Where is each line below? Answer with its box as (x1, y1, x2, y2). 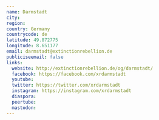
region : (6, 20, 26, 26)
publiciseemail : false (6, 54, 64, 60)
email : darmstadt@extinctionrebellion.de (6, 48, 113, 55)
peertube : (12, 99, 36, 105)
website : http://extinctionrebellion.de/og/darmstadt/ (12, 65, 154, 72)
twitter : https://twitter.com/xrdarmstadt (12, 82, 121, 88)
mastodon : (12, 104, 36, 111)
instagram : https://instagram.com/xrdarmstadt (12, 88, 132, 94)
